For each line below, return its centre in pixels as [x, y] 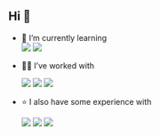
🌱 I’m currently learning [64, 37]
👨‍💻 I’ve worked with [58, 65]
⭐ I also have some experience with [86, 101]
